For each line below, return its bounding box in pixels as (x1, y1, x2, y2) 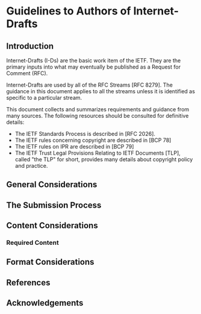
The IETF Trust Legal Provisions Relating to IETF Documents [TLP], (14, 149, 181, 156)
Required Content (6, 239, 59, 247)
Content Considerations (6, 221, 98, 231)
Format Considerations (6, 257, 94, 267)
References (6, 277, 51, 288)
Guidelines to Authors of (6, 4, 131, 18)
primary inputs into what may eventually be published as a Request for (6, 63, 181, 70)
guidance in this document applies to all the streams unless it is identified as (6, 88, 196, 94)
